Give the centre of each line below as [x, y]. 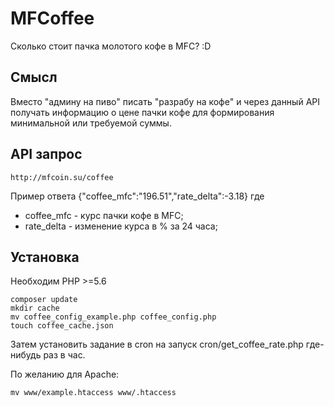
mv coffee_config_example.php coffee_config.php [113, 317]
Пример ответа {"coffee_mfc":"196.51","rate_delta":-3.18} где [137, 196]
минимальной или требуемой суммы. [91, 123]
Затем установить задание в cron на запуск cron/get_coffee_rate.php [157, 344]
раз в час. [64, 355]
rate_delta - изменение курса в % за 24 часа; [121, 226]
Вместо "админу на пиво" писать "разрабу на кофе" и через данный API [165, 101]
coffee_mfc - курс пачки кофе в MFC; [104, 215]
